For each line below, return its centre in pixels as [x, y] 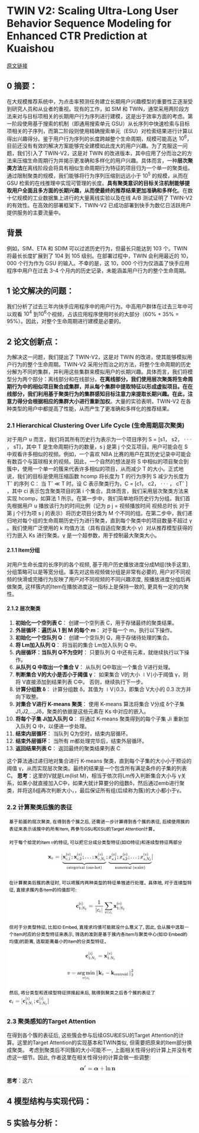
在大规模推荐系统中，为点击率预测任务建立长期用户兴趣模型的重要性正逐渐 [97, 101]
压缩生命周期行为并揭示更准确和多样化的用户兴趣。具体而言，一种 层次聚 [105, 161]
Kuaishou [31, 49]
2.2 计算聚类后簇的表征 [40, 807]
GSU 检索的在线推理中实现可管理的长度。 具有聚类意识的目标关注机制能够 [96, 183]
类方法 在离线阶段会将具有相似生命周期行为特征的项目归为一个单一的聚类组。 [100, 168]
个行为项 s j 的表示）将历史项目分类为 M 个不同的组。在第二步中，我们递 [104, 513]
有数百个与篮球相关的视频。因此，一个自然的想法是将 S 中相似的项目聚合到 [98, 461]
